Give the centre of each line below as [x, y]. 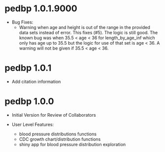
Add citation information [36, 81]
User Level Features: [33, 124]
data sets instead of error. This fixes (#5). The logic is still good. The [88, 32]
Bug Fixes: [22, 22]
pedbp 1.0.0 [29, 101]
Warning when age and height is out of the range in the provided [85, 27]
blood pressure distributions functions [58, 134]
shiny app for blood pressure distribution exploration [72, 144]
